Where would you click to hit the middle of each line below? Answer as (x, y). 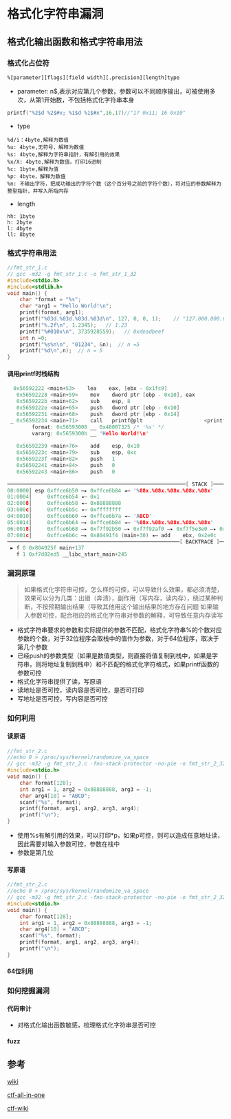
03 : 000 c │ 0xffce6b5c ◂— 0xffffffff (64, 510)
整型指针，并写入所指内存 (38, 191)
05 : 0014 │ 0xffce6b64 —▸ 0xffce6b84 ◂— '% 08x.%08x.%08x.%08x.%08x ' (110, 522)
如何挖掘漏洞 (29, 991)
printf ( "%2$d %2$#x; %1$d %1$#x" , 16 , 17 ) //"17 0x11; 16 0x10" (97, 113)
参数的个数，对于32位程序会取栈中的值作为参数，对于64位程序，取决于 (118, 639)
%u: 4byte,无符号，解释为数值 (46, 147)
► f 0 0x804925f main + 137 (47, 548)
